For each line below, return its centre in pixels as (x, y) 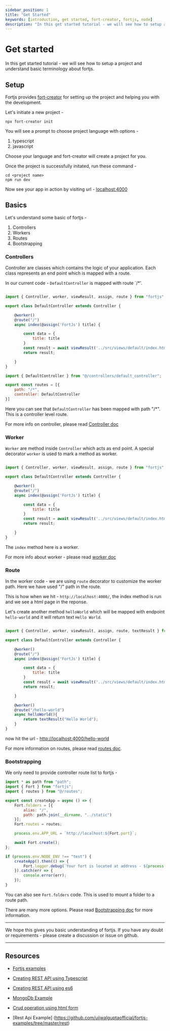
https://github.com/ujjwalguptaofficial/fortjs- (101, 1017)
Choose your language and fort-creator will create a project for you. (76, 156)
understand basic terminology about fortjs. (50, 69)
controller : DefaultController (47, 395)
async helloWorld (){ (36, 715)
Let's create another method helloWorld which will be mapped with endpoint (85, 612)
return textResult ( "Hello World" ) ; (61, 719)
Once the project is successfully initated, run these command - (71, 166)
